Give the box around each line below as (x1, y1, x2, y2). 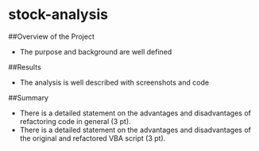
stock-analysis (8, 6, 109, 24)
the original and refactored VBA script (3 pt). (19, 133, 166, 143)
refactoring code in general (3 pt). (19, 116, 131, 126)
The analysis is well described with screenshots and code (19, 77, 209, 87)
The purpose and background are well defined (19, 47, 172, 56)
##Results (8, 62, 41, 72)
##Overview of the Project (8, 32, 95, 41)
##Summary (8, 92, 49, 102)
